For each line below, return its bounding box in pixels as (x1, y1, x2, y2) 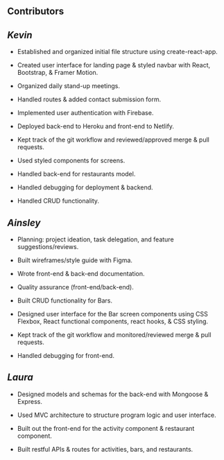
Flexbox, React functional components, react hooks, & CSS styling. (17, 317, 209, 325)
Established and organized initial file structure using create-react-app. (17, 48, 218, 56)
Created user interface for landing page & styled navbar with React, (17, 61, 211, 69)
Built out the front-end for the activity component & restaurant (17, 424, 195, 432)
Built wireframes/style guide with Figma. (17, 256, 133, 264)
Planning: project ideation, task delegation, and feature (17, 235, 175, 244)
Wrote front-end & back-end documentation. (17, 270, 145, 278)
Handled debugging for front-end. (17, 352, 114, 360)
